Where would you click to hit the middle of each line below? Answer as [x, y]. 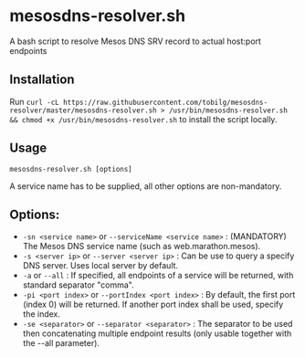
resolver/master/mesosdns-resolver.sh [83, 110]
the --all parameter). [61, 343]
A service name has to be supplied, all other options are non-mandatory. [146, 186]
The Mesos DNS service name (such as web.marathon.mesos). [142, 247]
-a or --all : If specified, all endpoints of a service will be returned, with [158, 276]
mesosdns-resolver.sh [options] [71, 169]
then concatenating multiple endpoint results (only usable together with [157, 333]
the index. [42, 314]
